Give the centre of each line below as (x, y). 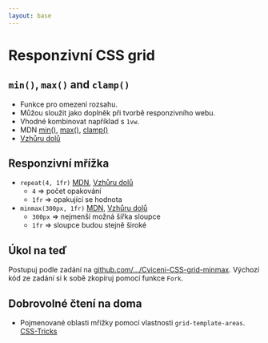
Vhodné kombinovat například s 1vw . (80, 121)
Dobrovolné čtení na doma (75, 303)
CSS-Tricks (38, 331)
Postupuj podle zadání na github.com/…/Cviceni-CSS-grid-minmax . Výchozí (134, 270)
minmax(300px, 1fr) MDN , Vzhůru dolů (84, 208)
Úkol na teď (38, 250)
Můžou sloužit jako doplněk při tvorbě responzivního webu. (118, 112)
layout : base (30, 16)
